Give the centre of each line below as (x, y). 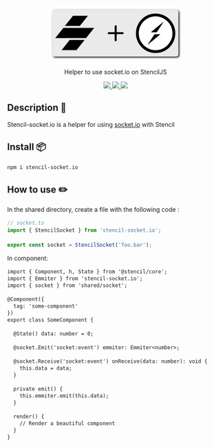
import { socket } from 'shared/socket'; (67, 285)
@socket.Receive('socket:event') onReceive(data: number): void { (110, 361)
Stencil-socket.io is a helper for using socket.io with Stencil (91, 124)
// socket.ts (26, 223)
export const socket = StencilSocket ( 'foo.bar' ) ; (80, 245)
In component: (28, 258)
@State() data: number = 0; (54, 334)
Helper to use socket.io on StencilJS (116, 72)
